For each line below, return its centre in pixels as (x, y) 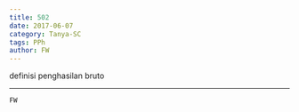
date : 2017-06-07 (41, 26)
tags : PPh (28, 42)
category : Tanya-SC (45, 34)
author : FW (29, 51)
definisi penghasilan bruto (57, 76)
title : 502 (29, 17)
